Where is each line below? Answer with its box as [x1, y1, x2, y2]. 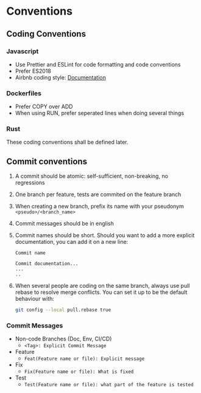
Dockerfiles [6, 89, 41, 97]
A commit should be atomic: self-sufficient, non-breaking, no [15, 172, 169, 180]
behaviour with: [15, 295, 55, 303]
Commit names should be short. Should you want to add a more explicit [15, 232, 195, 239]
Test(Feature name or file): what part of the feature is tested [24, 382, 194, 388]
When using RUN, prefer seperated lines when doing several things [15, 109, 185, 117]
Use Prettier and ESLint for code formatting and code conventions [15, 61, 181, 68]
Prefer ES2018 [15, 67, 52, 75]
